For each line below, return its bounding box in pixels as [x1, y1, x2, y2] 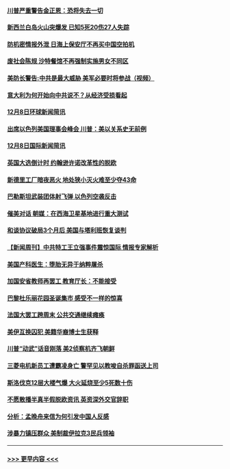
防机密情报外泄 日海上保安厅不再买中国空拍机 [7, 40, 135, 48]
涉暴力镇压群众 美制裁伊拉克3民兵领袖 [7, 429, 115, 438]
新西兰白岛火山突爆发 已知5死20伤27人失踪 [7, 23, 130, 31]
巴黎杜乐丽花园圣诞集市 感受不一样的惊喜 [7, 294, 123, 302]
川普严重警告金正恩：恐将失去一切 [7, 6, 103, 14]
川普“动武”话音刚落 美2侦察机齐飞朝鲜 [7, 345, 115, 353]
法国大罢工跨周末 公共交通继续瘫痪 [7, 311, 105, 319]
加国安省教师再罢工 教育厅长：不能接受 [7, 277, 117, 285]
